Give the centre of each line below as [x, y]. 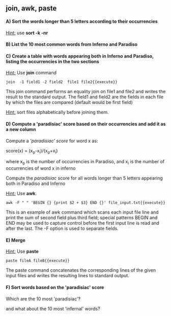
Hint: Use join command [31, 73]
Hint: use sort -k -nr [27, 33]
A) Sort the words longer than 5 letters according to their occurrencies [82, 21]
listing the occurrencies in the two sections [53, 61]
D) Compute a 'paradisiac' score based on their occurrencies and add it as [86, 124]
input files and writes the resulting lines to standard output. [67, 276]
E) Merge [16, 240]
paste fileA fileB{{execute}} [38, 261]
